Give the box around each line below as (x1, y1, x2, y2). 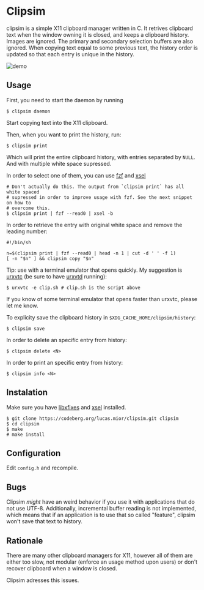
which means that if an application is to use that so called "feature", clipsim (6, 511, 195, 518)
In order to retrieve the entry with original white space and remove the (6, 221, 183, 228)
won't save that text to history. (6, 518, 82, 525)
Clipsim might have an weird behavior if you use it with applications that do (6, 498, 195, 506)
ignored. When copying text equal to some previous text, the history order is (6, 44, 199, 51)
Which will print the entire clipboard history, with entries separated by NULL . (6, 153, 195, 160)
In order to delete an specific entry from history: (6, 336, 127, 343)
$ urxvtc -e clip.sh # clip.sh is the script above (6, 285, 140, 291)
